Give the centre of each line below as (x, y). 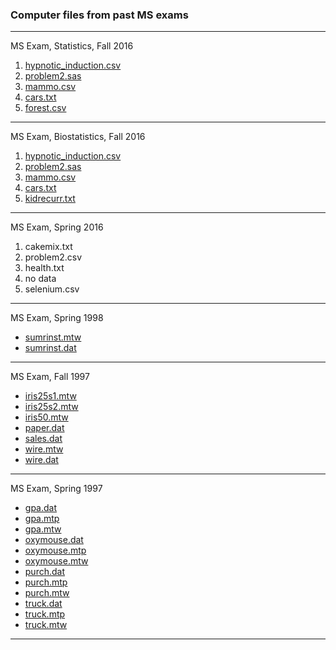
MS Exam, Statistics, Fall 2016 (72, 46)
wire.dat (41, 460)
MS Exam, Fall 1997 (50, 377)
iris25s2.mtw (51, 407)
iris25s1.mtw (50, 396)
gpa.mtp (42, 519)
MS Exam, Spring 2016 (57, 227)
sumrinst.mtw (53, 337)
